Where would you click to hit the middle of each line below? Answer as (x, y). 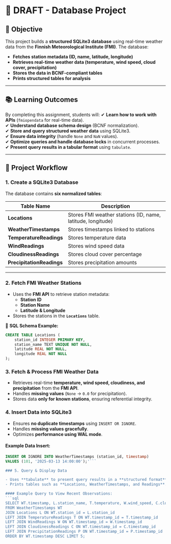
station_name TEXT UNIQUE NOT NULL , (53, 344)
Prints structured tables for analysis (51, 78)
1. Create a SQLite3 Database (42, 182)
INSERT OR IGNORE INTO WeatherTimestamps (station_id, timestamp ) (77, 456)
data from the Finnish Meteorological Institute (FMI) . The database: (77, 47)
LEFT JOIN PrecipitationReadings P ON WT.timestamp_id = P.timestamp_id (84, 532)
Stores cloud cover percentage (105, 254)
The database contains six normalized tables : (54, 194)
